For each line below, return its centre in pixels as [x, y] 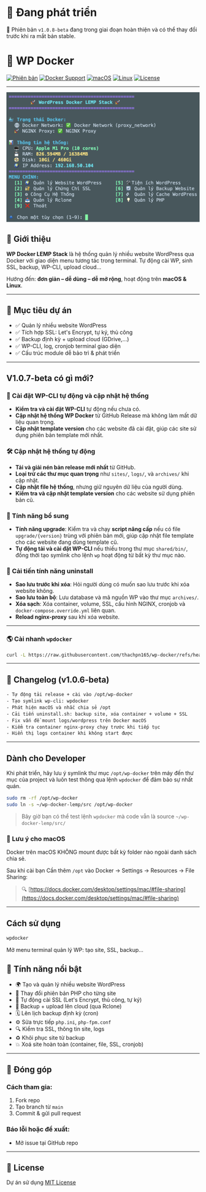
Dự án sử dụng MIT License [41, 1182]
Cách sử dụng [34, 923]
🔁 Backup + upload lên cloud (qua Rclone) [68, 1006]
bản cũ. [25, 500]
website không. [35, 591]
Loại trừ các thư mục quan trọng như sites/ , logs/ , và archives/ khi [102, 474]
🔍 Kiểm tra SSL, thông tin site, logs [60, 1029]
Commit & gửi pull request [48, 1113]
